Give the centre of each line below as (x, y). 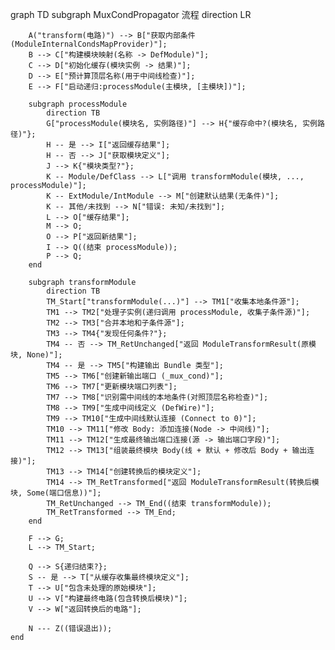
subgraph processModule (78, 104)
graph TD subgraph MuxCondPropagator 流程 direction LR (131, 14)
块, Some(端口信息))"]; (56, 493)
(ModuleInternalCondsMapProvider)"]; (89, 44)
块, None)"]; (36, 355)
